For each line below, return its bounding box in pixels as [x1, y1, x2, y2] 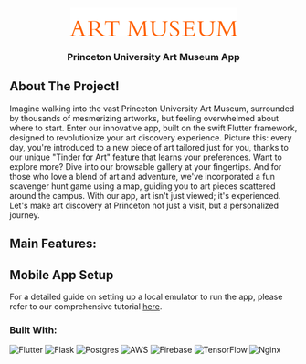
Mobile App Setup [9, 267, 114, 283]
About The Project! [9, 78, 120, 94]
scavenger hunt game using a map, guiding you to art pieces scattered [9, 181, 276, 192]
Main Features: [9, 236, 98, 252]
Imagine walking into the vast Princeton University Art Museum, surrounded [9, 103, 295, 114]
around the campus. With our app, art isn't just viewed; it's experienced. [9, 190, 281, 201]
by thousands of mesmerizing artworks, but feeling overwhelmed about [9, 112, 280, 123]
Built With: [9, 323, 58, 336]
